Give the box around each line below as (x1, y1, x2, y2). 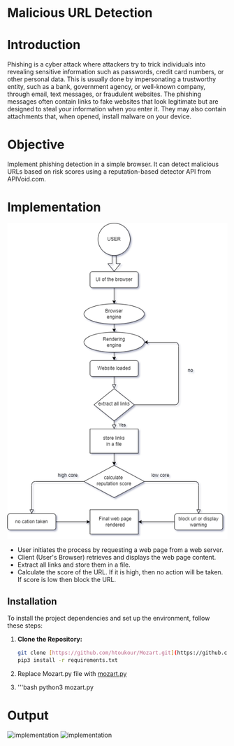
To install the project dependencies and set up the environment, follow (7, 614, 210, 623)
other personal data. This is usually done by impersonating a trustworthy (7, 75, 217, 83)
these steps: (7, 621, 43, 630)
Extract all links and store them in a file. (17, 560, 131, 569)
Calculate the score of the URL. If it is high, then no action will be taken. (17, 567, 224, 576)
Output (7, 707, 49, 724)
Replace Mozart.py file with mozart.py (17, 670, 127, 678)
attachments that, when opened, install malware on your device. (7, 112, 192, 120)
